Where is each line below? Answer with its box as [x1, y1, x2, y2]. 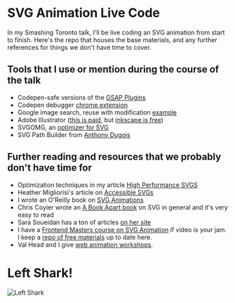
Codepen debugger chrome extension [17, 101, 128, 109]
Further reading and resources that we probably [7, 151, 222, 163]
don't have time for [7, 162, 93, 174]
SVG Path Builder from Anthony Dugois [17, 130, 131, 138]
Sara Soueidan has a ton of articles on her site [17, 218, 152, 226]
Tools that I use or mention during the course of [7, 63, 220, 75]
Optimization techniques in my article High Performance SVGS [17, 181, 198, 189]
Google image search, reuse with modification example [17, 108, 177, 117]
